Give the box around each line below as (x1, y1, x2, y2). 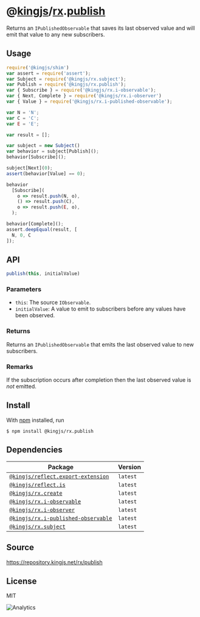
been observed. (15, 312, 55, 319)
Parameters (6, 285, 41, 294)
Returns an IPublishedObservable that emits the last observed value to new (6, 340, 195, 348)
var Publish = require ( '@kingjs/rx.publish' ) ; (6, 81, 126, 88)
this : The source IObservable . (15, 299, 91, 306)
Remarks (6, 362, 33, 371)
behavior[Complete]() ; (6, 221, 64, 227)
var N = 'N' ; (6, 109, 40, 115)
